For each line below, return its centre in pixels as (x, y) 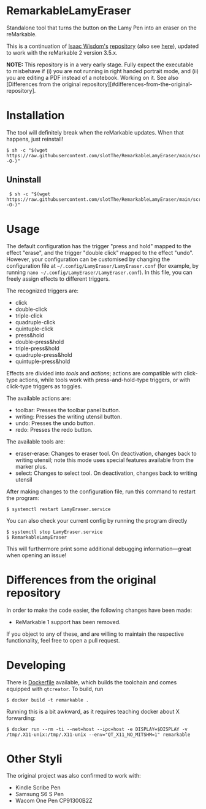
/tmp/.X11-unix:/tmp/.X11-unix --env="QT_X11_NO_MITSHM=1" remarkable (98, 735)
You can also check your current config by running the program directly (97, 520)
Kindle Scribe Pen (38, 788)
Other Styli (34, 759)
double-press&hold (40, 342)
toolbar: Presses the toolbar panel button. (68, 410)
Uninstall (24, 180)
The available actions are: (39, 398)
